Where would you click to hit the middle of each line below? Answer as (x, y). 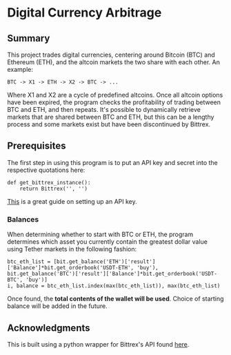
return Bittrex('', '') (54, 189)
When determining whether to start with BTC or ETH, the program (100, 234)
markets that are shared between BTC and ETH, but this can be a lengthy (111, 117)
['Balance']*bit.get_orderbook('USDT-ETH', (71, 268)
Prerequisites (37, 146)
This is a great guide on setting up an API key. (72, 201)
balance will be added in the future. (58, 306)
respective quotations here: (46, 170)
